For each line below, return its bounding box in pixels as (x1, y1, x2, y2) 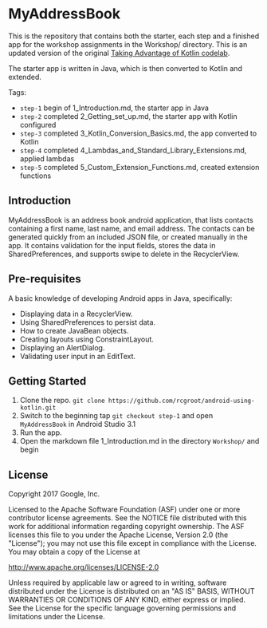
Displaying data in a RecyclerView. (19, 309, 133, 318)
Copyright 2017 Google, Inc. (8, 489, 100, 499)
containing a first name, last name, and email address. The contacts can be (8, 223, 255, 233)
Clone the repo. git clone (19, 396, 105, 405)
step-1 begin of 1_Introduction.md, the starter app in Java (19, 103, 210, 113)
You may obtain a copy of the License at (8, 547, 141, 557)
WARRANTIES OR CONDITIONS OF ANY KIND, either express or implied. (8, 595, 245, 605)
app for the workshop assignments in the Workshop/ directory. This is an (8, 39, 248, 49)
